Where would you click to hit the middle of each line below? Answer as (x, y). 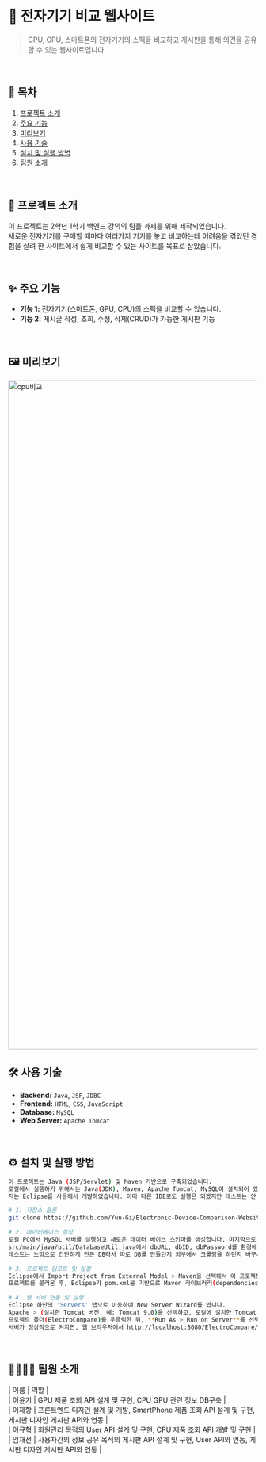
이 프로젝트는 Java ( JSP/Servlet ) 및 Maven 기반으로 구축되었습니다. (110, 1181)
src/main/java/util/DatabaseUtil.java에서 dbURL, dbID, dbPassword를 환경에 (133, 1247)
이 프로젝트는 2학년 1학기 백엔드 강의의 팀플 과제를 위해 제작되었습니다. (118, 226)
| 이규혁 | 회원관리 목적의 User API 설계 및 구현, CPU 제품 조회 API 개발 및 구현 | (132, 1429)
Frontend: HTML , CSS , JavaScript (71, 1104)
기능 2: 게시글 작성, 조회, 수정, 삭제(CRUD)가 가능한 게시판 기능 (117, 319)
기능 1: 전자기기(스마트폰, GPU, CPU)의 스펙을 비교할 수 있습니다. (120, 309)
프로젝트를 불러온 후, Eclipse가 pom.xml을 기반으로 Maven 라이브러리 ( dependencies (133, 1284)
